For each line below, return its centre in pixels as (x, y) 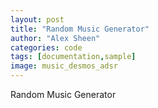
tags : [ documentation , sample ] (73, 57)
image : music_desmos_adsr (64, 66)
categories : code (46, 47)
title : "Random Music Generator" (80, 29)
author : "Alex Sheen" (55, 38)
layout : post (37, 19)
